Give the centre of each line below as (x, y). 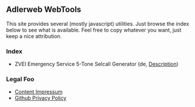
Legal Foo (20, 80)
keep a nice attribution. (34, 36)
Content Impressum (38, 92)
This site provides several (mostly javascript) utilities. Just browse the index (98, 23)
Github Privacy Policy (40, 98)
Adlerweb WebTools (44, 10)
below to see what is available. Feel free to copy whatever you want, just (94, 30)
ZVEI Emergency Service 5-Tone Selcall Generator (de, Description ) (97, 64)
